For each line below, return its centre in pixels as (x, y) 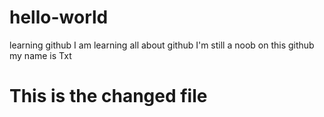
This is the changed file (108, 96)
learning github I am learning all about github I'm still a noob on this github (162, 45)
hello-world (59, 17)
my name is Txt (40, 55)
